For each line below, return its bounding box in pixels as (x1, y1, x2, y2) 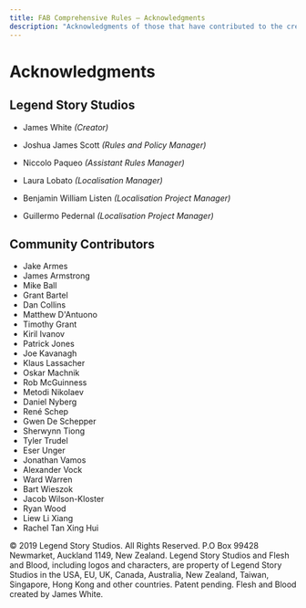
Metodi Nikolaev (22, 387, 85, 398)
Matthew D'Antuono (22, 309, 98, 320)
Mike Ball (22, 280, 57, 291)
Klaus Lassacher (22, 358, 86, 369)
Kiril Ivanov (22, 329, 66, 340)
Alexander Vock (22, 465, 83, 476)
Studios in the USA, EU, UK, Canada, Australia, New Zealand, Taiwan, (9, 570, 270, 581)
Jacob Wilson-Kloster (22, 494, 105, 505)
